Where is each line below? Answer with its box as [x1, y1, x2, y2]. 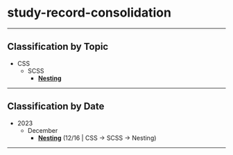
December [27, 126, 58, 134]
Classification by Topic [7, 41, 109, 53]
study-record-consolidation [7, 5, 172, 21]
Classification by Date [7, 100, 105, 112]
